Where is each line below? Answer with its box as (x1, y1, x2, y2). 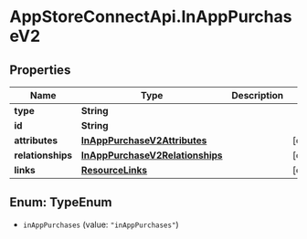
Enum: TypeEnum (9, 194, 112, 211)
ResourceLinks (80, 164, 148, 176)
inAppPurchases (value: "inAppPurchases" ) (22, 219, 180, 230)
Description (231, 89, 284, 101)
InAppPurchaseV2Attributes (80, 134, 207, 147)
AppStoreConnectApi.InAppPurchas (9, 6, 292, 27)
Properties (9, 62, 71, 78)
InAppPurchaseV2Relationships (80, 149, 223, 161)
